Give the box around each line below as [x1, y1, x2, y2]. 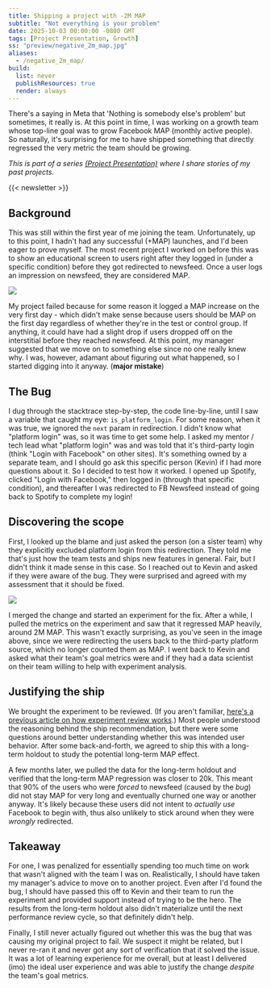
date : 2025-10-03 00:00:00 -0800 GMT [8, 27, 135, 35]
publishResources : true [15, 79, 95, 87]
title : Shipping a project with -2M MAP [8, 11, 147, 20]
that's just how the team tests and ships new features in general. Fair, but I [8, 553, 256, 563]
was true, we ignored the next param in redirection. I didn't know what [8, 423, 242, 432]
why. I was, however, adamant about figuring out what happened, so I [8, 352, 240, 363]
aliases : [8, 49, 38, 57]
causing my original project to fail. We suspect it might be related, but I [8, 936, 244, 946]
